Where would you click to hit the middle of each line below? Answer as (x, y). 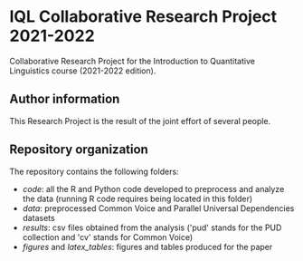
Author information (65, 99)
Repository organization (79, 150)
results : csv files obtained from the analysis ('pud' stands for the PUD (152, 227)
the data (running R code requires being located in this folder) (137, 198)
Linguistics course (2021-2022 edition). (83, 71)
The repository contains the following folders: (94, 171)
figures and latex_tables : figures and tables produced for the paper (147, 246)
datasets (39, 217)
